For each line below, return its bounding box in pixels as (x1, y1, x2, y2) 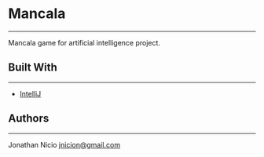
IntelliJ (19, 89, 42, 98)
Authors (8, 111, 49, 126)
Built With (8, 60, 57, 75)
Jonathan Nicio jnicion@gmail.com (8, 140, 120, 149)
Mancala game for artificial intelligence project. (8, 38, 161, 47)
